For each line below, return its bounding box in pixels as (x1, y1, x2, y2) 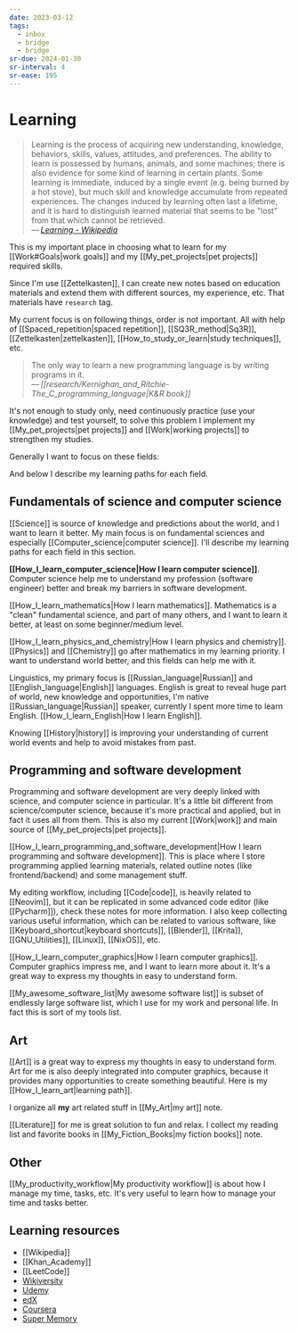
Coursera (21, 1304, 57, 1314)
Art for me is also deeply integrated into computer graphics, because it (9, 1066, 269, 1077)
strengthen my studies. (9, 433, 93, 444)
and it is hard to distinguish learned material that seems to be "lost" (30, 205, 278, 216)
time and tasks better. (9, 1197, 89, 1208)
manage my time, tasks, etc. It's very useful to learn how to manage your (9, 1188, 277, 1198)
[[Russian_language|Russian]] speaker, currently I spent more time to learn (9, 701, 283, 712)
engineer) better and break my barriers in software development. (9, 582, 247, 593)
